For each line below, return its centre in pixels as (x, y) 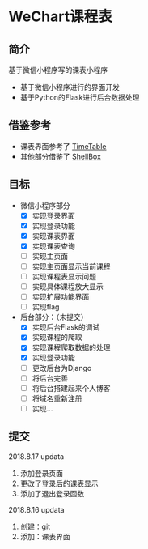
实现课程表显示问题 (64, 277)
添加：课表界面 (45, 536)
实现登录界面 (53, 215)
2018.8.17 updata (36, 456)
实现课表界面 (53, 236)
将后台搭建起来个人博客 (71, 388)
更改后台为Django (62, 368)
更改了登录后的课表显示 (59, 483)
